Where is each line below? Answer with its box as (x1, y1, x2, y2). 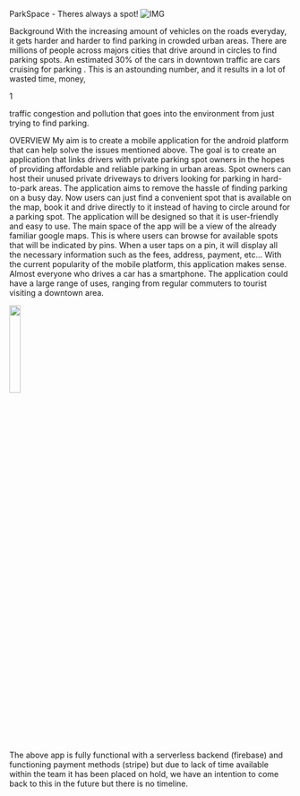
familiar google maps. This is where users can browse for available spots (9, 230, 279, 241)
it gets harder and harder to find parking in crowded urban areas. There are (9, 36, 287, 46)
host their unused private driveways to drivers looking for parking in (9, 173, 260, 184)
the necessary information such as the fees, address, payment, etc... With (9, 249, 282, 260)
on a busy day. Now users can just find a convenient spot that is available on (9, 193, 292, 203)
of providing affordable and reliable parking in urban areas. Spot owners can (9, 164, 291, 174)
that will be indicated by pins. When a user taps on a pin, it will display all (9, 240, 279, 250)
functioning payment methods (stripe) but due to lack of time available (9, 759, 269, 770)
